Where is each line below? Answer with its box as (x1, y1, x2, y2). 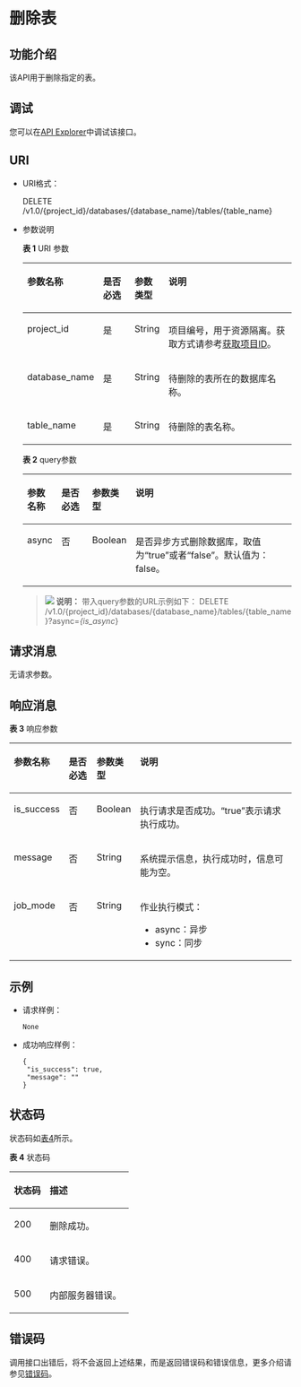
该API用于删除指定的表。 (9, 73, 101, 82)
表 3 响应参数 (9, 724, 58, 734)
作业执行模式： (140, 901, 203, 914)
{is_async (79, 615, 116, 626)
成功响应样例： (21, 1039, 78, 1050)
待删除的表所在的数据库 (168, 372, 268, 385)
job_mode (13, 899, 56, 912)
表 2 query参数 (21, 454, 78, 464)
